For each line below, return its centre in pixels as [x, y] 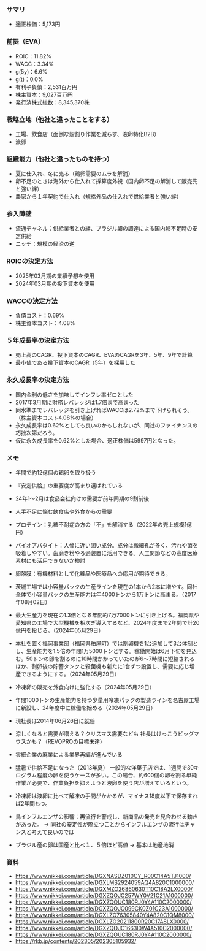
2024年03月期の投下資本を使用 [55, 283]
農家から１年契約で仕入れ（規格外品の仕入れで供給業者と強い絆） [98, 197]
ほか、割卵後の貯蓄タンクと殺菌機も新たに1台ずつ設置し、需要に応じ [102, 666]
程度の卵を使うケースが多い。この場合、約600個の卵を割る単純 [117, 775]
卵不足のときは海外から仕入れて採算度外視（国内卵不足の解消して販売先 [106, 181]
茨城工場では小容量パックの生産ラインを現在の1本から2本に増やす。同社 [106, 586]
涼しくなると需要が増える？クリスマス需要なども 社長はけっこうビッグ [105, 733]
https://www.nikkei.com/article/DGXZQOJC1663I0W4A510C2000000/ [104, 928]
